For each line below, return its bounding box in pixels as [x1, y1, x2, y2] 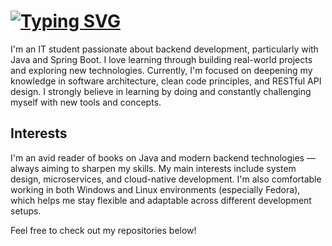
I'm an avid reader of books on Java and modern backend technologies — [10, 151, 316, 164]
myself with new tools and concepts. [10, 96, 162, 108]
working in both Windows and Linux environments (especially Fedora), [10, 183, 301, 195]
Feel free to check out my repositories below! [10, 224, 197, 236]
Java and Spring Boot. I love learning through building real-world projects [10, 53, 313, 65]
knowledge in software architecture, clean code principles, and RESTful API [10, 75, 322, 87]
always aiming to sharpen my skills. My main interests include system [10, 162, 297, 174]
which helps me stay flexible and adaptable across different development [10, 194, 312, 206]
